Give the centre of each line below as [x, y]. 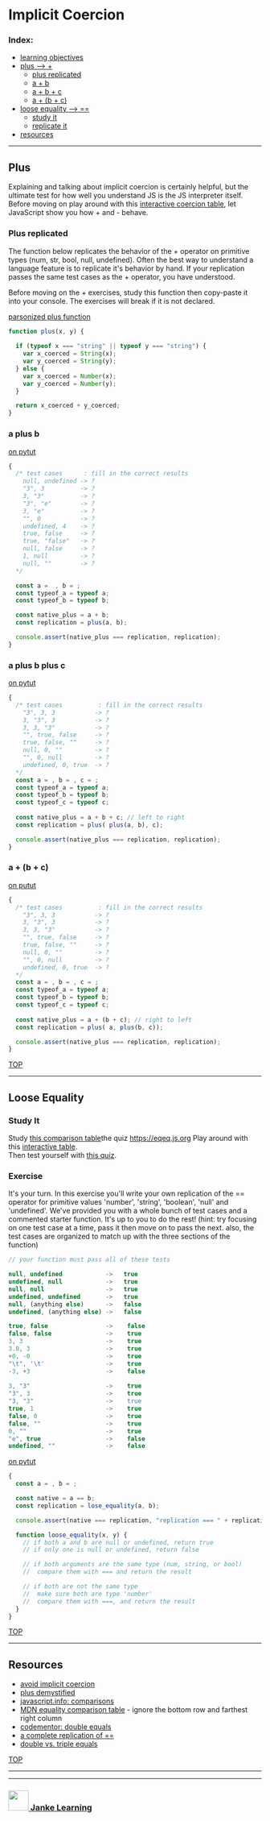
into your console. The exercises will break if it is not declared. [112, 301]
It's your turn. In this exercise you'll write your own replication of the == [127, 1193]
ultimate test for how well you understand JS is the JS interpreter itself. [126, 196]
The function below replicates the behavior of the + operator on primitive [129, 251]
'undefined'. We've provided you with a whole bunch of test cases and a [128, 1211]
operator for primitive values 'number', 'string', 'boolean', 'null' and [119, 1202]
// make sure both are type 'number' [88, 1594]
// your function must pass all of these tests [90, 1260]
